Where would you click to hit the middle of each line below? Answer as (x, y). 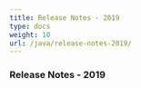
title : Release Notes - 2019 (65, 18)
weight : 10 (30, 34)
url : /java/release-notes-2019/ (70, 43)
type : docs (30, 26)
